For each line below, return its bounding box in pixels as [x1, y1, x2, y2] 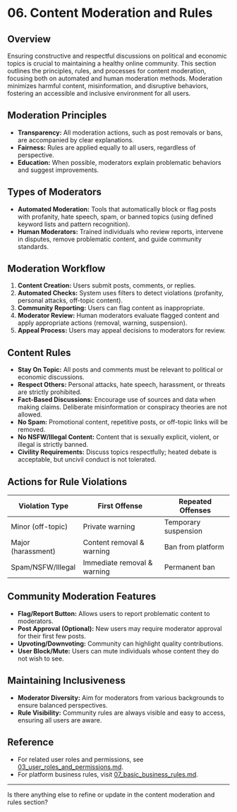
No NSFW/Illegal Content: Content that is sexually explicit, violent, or [17, 433, 219, 441]
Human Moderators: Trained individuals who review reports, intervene [17, 227, 224, 235]
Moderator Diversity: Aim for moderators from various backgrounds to [17, 693, 224, 702]
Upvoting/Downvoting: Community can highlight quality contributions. [17, 639, 224, 648]
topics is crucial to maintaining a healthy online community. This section [7, 59, 217, 68]
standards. [17, 242, 49, 251]
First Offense [97, 501, 143, 511]
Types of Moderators [7, 186, 102, 198]
